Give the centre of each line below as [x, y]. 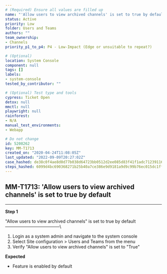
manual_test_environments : [33, 125]
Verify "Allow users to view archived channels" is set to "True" [76, 247]
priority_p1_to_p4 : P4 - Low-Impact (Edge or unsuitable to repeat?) [79, 47]
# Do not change [22, 139]
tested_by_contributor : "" [33, 84]
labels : [13, 75]
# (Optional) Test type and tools [41, 93]
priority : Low [20, 24]
